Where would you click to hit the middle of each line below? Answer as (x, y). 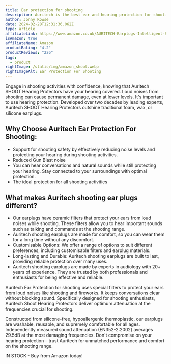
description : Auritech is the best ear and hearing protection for (78, 15)
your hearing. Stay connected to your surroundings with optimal (80, 171)
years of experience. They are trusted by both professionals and (80, 272)
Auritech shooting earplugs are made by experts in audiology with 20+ (87, 267)
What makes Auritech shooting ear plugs (72, 198)
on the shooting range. (29, 346)
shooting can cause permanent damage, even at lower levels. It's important (84, 97)
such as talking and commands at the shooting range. (69, 229)
